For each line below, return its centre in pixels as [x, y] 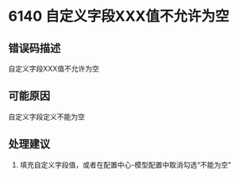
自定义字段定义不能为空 [46, 117]
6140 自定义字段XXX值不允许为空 [119, 16]
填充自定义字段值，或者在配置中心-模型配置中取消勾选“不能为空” [125, 164]
